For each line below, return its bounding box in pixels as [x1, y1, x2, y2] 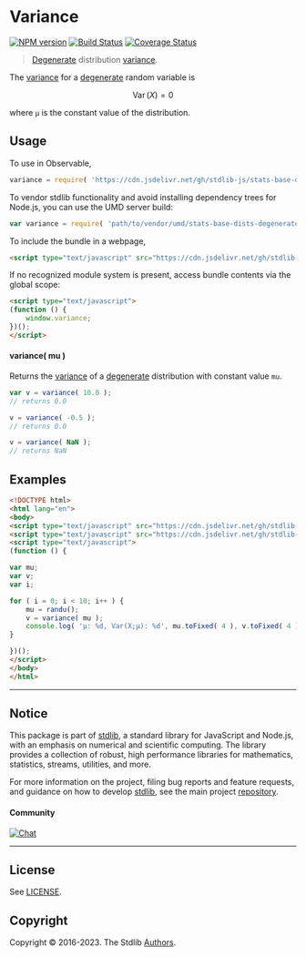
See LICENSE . [9, 886, 62, 898]
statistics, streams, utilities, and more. [9, 758, 152, 770]
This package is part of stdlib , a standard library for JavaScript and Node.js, [9, 730, 294, 741]
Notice [9, 706, 48, 721]
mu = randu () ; [25, 605, 79, 614]
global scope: [9, 280, 61, 290]
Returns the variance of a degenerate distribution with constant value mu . [9, 371, 282, 382]
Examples [9, 472, 66, 487]
